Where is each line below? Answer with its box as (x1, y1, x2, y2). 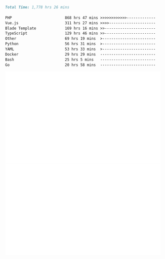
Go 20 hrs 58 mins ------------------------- (5, 62, 156, 67)
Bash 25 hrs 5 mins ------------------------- (5, 57, 156, 62)
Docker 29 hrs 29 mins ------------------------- (5, 52, 156, 57)
